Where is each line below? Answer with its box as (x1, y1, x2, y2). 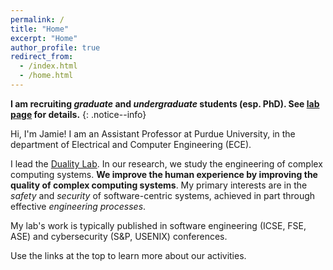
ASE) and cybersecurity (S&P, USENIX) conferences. (10, 230, 228, 242)
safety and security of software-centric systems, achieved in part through (10, 189, 316, 201)
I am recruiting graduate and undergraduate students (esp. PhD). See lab (10, 97, 320, 110)
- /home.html (19, 71, 74, 81)
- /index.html (19, 61, 78, 71)
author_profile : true (10, 42, 101, 53)
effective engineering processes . (10, 200, 147, 212)
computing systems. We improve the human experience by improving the (10, 168, 318, 180)
